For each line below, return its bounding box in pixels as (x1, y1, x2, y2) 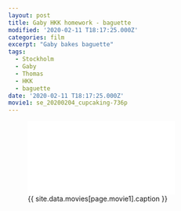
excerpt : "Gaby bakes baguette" (8, 41, 114, 49)
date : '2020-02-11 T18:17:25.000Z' (8, 92, 125, 100)
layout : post (8, 11, 51, 20)
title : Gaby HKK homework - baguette (8, 19, 132, 27)
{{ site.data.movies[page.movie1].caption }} (27, 194, 168, 204)
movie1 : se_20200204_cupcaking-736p (8, 99, 128, 107)
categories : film (8, 33, 65, 42)
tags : (8, 48, 26, 56)
